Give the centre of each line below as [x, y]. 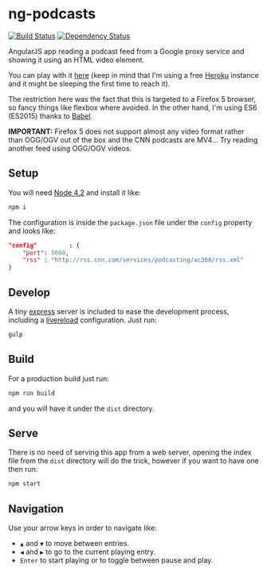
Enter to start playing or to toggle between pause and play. [116, 560]
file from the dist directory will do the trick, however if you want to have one [133, 461]
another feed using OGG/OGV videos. [70, 148]
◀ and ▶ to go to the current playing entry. [88, 552]
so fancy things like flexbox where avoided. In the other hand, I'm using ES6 [133, 107]
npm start [25, 484]
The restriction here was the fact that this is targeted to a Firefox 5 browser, [132, 99]
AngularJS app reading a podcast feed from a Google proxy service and [126, 51]
